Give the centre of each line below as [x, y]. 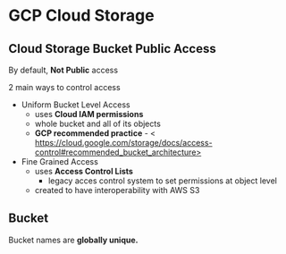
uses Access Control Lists [84, 171]
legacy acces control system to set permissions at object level [163, 181]
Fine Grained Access [60, 161]
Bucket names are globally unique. [73, 240]
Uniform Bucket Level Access [76, 105]
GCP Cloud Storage [81, 16]
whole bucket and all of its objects [98, 123]
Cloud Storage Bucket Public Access [112, 49]
